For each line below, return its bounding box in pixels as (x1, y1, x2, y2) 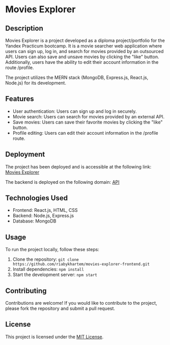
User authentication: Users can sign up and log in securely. (12, 108, 137, 114)
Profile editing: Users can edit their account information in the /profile (12, 130, 159, 136)
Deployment (5, 150, 45, 159)
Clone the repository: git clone (12, 256, 79, 262)
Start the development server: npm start (12, 272, 98, 278)
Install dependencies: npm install (12, 266, 84, 273)
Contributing (5, 286, 47, 295)
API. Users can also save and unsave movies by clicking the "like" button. (5, 54, 159, 60)
